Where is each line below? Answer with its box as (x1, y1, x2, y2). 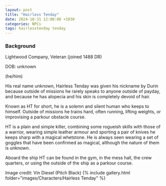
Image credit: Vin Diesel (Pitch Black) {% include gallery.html (5, 170, 130, 176)
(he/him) (5, 73, 23, 79)
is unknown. (5, 145, 30, 151)
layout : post (5, 7, 32, 13)
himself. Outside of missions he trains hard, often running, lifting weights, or (5, 109, 161, 115)
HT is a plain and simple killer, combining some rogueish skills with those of (5, 124, 161, 130)
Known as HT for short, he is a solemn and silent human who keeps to (5, 103, 149, 109)
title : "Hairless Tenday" (5, 12, 59, 17)
